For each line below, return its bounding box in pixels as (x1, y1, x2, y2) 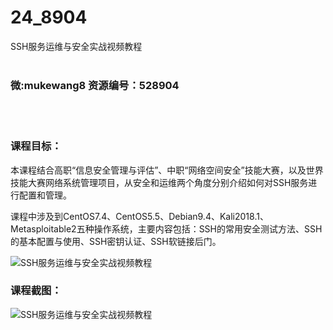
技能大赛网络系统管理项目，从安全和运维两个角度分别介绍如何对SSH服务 (10, 176, 309, 188)
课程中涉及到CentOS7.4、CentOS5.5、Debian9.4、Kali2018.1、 (10, 210, 269, 222)
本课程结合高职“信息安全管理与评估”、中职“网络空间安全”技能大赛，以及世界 (10, 164, 324, 176)
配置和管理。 (18, 189, 72, 201)
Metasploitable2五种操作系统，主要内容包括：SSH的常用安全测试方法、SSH (10, 222, 323, 235)
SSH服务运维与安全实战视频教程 (10, 40, 143, 52)
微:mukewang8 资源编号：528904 (10, 78, 180, 92)
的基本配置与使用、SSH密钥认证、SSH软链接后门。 (10, 235, 222, 247)
